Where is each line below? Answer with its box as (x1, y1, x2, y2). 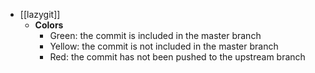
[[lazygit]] (19, 9, 61, 20)
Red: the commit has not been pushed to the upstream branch (49, 51, 306, 63)
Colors (34, 19, 64, 31)
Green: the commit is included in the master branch (49, 30, 262, 41)
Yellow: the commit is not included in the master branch (49, 40, 279, 52)
